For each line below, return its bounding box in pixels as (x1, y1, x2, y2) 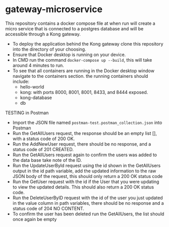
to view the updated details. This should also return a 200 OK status (12, 184, 154, 190)
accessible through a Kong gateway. (5, 31, 81, 37)
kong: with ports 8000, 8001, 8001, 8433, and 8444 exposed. (20, 89, 148, 95)
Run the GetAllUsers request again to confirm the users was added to (12, 152, 157, 158)
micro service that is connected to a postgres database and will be (5, 25, 144, 31)
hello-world (20, 83, 44, 89)
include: (12, 78, 29, 84)
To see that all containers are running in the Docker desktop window (12, 67, 155, 74)
